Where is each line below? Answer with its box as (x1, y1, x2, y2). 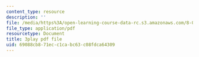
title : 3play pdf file (6, 36, 62, 42)
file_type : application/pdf (6, 25, 76, 31)
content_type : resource (6, 8, 65, 15)
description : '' (6, 14, 46, 20)
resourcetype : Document (6, 31, 65, 37)
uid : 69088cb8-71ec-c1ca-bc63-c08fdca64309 (6, 42, 115, 48)
